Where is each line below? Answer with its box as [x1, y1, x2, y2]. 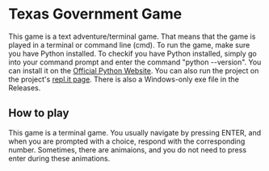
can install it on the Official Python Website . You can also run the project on [8, 65, 259, 75]
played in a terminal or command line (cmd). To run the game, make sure [8, 40, 250, 49]
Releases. [8, 82, 41, 93]
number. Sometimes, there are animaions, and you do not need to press [8, 144, 247, 154]
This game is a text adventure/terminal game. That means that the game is [8, 31, 256, 41]
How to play [8, 106, 69, 120]
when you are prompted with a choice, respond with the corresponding [8, 136, 246, 146]
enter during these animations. [8, 153, 111, 163]
